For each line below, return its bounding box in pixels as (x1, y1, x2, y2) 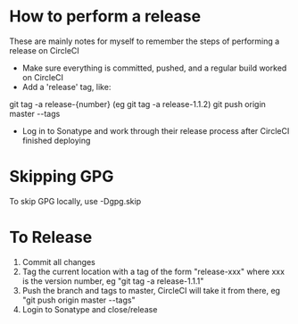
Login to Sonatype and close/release (21, 303, 158, 314)
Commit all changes (21, 256, 95, 267)
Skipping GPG (9, 167, 114, 187)
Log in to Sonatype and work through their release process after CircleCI (21, 125, 290, 136)
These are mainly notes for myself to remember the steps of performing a (9, 36, 280, 46)
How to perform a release (9, 6, 202, 27)
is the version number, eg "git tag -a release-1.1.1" (21, 275, 204, 287)
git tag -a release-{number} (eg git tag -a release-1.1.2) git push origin (9, 98, 266, 109)
